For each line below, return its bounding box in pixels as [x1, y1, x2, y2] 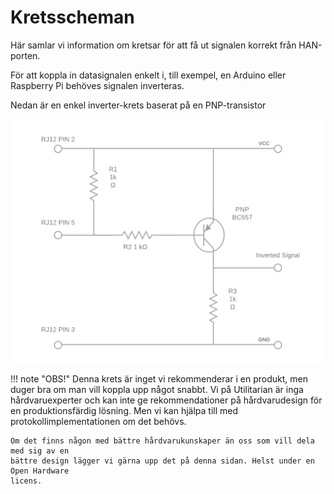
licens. [10, 476, 43, 486]
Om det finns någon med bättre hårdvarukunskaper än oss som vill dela [10, 436, 315, 446]
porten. [10, 49, 41, 61]
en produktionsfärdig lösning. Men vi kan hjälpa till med [10, 404, 239, 416]
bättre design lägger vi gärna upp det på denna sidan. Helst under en [10, 456, 315, 466]
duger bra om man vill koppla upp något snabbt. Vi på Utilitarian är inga [10, 383, 304, 395]
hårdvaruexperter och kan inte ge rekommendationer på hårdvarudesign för [10, 394, 323, 406]
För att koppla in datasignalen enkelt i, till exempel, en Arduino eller [10, 69, 287, 81]
